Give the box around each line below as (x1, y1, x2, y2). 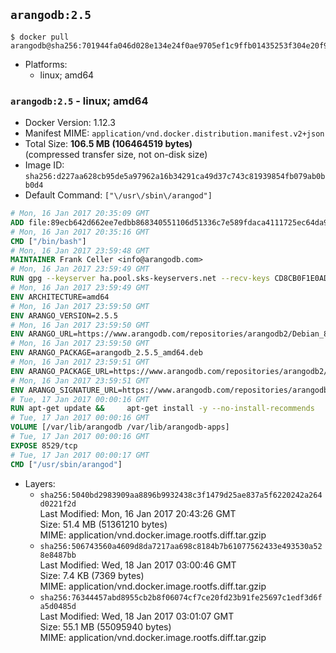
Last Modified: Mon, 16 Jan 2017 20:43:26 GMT (39, 507, 237, 519)
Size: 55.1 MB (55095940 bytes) (39, 620, 172, 633)
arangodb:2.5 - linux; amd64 (10, 94, 149, 108)
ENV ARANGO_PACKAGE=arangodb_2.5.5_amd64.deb (10, 348, 203, 358)
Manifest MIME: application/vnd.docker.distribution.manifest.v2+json (24, 127, 325, 139)
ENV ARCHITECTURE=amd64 (10, 292, 110, 302)
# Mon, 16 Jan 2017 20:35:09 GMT (10, 209, 150, 219)
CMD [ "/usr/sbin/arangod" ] (10, 459, 123, 469)
